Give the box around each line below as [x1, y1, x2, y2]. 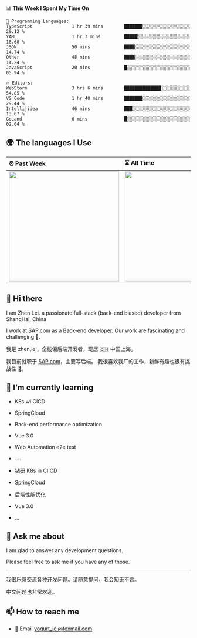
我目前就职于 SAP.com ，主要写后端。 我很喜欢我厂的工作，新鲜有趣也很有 [6, 358, 185, 365]
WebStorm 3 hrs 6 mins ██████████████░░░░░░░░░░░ [6, 85, 191, 91]
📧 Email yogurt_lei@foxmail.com [14, 625, 93, 632]
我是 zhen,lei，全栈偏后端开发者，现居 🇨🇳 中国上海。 [6, 345, 137, 352]
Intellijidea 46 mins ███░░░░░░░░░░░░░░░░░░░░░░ [6, 106, 191, 112]
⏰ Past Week [9, 159, 46, 168]
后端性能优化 [14, 491, 46, 498]
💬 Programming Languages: [6, 18, 69, 24]
